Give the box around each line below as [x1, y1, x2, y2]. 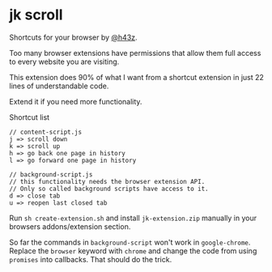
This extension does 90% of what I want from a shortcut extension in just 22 [9, 72, 264, 82]
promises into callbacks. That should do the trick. [9, 254, 172, 264]
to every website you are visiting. [9, 57, 120, 66]
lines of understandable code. [9, 81, 109, 91]
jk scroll [9, 6, 63, 24]
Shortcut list [9, 112, 50, 122]
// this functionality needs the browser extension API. [9, 177, 206, 185]
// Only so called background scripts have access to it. [9, 185, 209, 193]
